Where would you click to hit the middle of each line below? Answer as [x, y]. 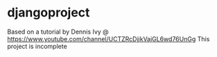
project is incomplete [37, 46]
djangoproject [49, 13]
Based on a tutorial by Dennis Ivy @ [58, 32]
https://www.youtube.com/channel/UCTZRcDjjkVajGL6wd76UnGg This [108, 38]
